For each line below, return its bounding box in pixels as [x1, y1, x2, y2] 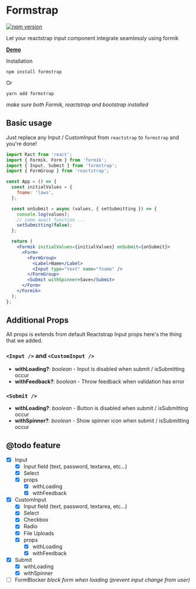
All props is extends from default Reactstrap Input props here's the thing [6, 331, 182, 338]
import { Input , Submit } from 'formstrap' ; [6, 162, 117, 168]
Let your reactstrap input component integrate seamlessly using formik [6, 34, 179, 41]
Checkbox [23, 516, 49, 523]
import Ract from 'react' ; [6, 151, 73, 157]
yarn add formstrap [6, 90, 54, 96]
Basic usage [6, 118, 52, 128]
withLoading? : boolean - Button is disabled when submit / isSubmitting [14, 405, 188, 412]
